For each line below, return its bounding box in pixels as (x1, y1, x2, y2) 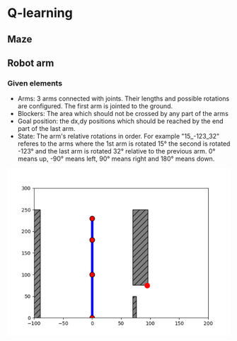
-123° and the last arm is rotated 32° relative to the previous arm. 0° (17, 147, 216, 156)
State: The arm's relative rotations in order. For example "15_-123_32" (17, 132, 220, 141)
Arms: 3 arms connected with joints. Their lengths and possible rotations (17, 94, 230, 103)
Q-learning (7, 5, 73, 21)
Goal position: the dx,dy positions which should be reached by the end (17, 117, 224, 125)
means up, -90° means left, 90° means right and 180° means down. (17, 154, 215, 163)
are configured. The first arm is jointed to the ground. (17, 102, 173, 110)
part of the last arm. (17, 125, 76, 133)
